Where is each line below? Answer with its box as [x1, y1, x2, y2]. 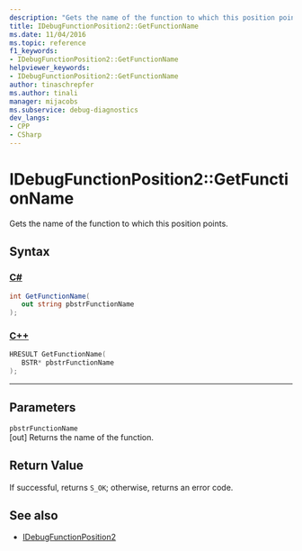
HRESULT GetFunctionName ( [9, 350, 106, 359]
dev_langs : [9, 113, 50, 122]
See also [9, 508, 58, 523]
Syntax [9, 244, 50, 259]
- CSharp [9, 131, 42, 140]
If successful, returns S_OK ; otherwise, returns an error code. [9, 482, 234, 492]
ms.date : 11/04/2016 [9, 30, 87, 39]
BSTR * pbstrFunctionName [21, 358, 115, 367]
